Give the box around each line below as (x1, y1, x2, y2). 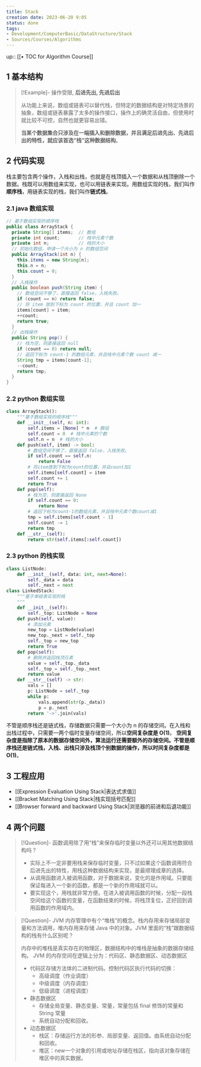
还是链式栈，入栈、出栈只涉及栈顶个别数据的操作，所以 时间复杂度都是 (16, 744, 190, 751)
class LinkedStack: (6, 588, 55, 594)
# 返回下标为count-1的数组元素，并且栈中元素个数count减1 (28, 509, 157, 515)
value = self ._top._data (28, 660, 90, 666)
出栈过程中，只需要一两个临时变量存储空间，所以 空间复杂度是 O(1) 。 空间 (6, 729, 187, 736)
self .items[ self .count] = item (28, 470, 106, 476)
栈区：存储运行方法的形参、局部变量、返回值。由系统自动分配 (38, 1032, 191, 1039)
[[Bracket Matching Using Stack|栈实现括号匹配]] (14, 795, 136, 803)
